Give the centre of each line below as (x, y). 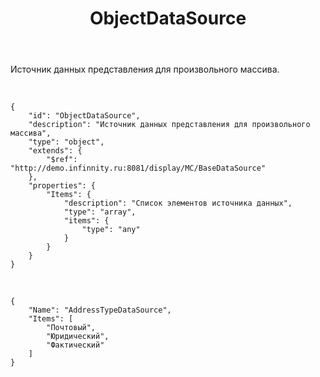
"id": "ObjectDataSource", (84, 116)
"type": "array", (100, 212)
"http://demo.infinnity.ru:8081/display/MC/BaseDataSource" (138, 168)
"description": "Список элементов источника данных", (178, 203)
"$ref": (62, 160)
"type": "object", (66, 142)
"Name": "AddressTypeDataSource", (100, 310)
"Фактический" (75, 345)
